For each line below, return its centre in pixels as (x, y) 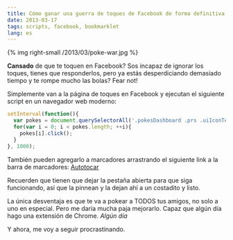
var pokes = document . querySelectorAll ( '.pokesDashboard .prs (105, 121)
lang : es (20, 33)
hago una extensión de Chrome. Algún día (68, 216)
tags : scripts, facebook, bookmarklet (63, 26)
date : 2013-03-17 (32, 20)
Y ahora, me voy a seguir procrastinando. (66, 229)
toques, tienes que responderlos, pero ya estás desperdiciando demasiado (114, 73)
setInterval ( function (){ (43, 114)
